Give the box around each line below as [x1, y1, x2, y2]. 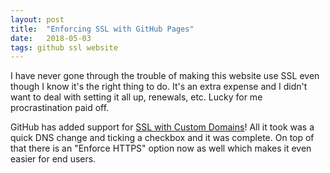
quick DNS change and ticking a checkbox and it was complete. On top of [10, 132, 315, 144]
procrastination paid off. [10, 102, 110, 114]
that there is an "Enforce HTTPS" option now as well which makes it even [10, 142, 312, 155]
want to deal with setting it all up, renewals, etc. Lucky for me [10, 91, 263, 103]
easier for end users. [10, 153, 97, 165]
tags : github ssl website [10, 42, 118, 53]
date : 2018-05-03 [10, 33, 92, 43]
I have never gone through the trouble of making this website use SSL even [10, 70, 320, 82]
